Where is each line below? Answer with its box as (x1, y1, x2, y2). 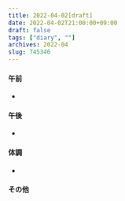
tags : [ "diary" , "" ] (8, 33, 76, 42)
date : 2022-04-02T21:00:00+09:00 (8, 19, 118, 27)
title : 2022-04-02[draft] (8, 11, 93, 20)
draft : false (8, 26, 51, 34)
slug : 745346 (8, 48, 51, 56)
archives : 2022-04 (8, 41, 68, 49)
